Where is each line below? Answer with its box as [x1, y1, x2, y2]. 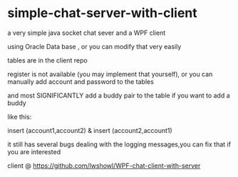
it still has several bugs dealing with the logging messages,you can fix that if [7, 140, 232, 149]
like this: [7, 112, 32, 121]
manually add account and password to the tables [7, 77, 155, 86]
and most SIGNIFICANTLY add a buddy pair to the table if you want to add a [7, 91, 230, 100]
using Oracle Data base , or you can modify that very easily [7, 42, 182, 50]
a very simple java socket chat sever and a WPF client [7, 28, 166, 37]
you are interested [7, 147, 61, 156]
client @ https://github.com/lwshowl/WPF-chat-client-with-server [7, 161, 201, 170]
